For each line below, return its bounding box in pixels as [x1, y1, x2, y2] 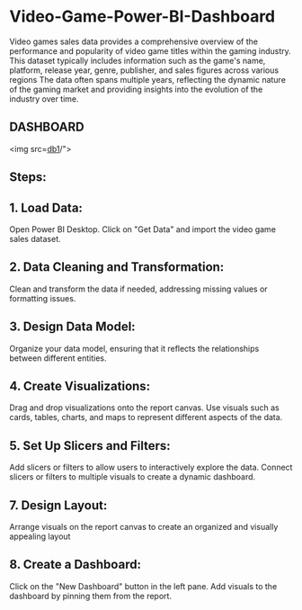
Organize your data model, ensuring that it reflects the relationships [9, 343, 260, 354]
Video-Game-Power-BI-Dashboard [9, 6, 276, 27]
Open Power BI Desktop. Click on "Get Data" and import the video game [9, 223, 277, 235]
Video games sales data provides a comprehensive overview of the [9, 36, 259, 47]
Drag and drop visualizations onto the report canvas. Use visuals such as [9, 402, 280, 413]
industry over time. [9, 93, 79, 104]
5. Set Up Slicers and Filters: [9, 438, 171, 453]
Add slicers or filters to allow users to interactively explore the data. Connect [9, 462, 293, 473]
